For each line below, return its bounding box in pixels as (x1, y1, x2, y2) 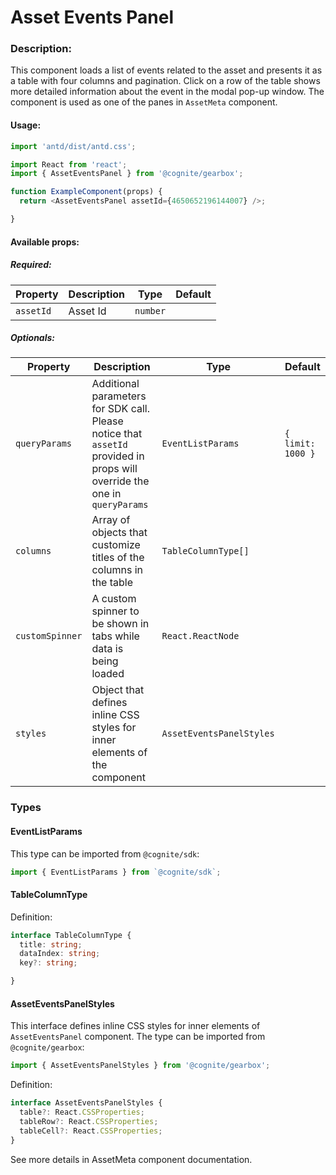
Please (91, 414, 124, 428)
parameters (91, 389, 147, 403)
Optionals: (10, 332, 56, 344)
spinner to (91, 604, 140, 618)
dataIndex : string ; (19, 949, 101, 959)
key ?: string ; (19, 958, 78, 968)
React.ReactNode (161, 631, 240, 642)
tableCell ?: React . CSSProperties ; (19, 1126, 163, 1136)
